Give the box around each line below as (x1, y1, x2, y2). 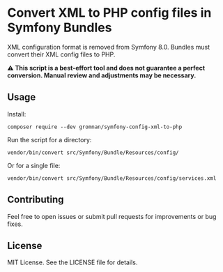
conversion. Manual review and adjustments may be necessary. (7, 71, 197, 80)
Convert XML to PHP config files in (7, 5, 212, 21)
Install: (7, 109, 26, 118)
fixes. (7, 220, 23, 228)
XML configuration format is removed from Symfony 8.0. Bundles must (7, 43, 210, 51)
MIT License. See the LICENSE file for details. (7, 258, 138, 266)
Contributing (7, 194, 64, 206)
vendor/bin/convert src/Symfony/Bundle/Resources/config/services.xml (7, 174, 217, 182)
